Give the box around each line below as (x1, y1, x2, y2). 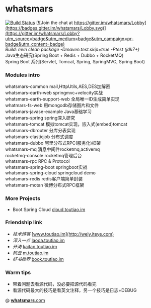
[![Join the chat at (36, 20, 73, 26)
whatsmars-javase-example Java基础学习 (5, 109, 92, 115)
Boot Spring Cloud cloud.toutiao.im (12, 207, 86, 213)
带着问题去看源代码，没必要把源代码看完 (12, 281, 97, 287)
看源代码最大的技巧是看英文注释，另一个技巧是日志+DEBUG (12, 287, 137, 293)
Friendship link (5, 219, 43, 226)
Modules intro (5, 71, 40, 78)
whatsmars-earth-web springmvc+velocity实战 (5, 90, 103, 96)
